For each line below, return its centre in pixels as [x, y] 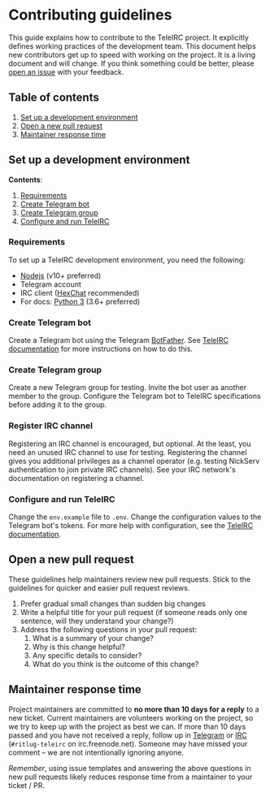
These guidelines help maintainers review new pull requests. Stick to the [129, 579]
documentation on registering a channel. [76, 478]
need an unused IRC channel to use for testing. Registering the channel [128, 452]
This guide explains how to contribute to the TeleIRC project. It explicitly [129, 37]
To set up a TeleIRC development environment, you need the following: [127, 260]
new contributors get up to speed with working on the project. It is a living [132, 54]
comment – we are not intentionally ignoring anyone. [96, 752]
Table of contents [54, 98]
